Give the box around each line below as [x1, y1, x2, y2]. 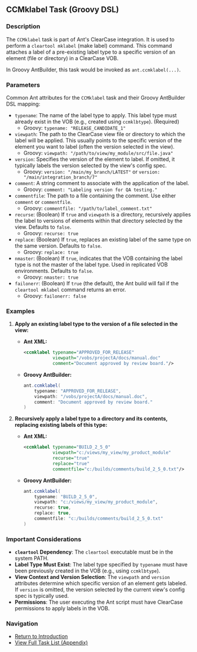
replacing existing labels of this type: [14, 422, 108, 429]
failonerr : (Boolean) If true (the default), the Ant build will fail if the [14, 279, 179, 287]
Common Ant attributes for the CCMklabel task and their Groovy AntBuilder [6, 94, 185, 101]
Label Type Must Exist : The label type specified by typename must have [14, 561, 188, 568]
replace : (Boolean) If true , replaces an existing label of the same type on [14, 236, 191, 243]
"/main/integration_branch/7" [23, 174, 98, 180]
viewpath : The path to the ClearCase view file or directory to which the [14, 130, 185, 137]
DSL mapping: [6, 100, 41, 107]
